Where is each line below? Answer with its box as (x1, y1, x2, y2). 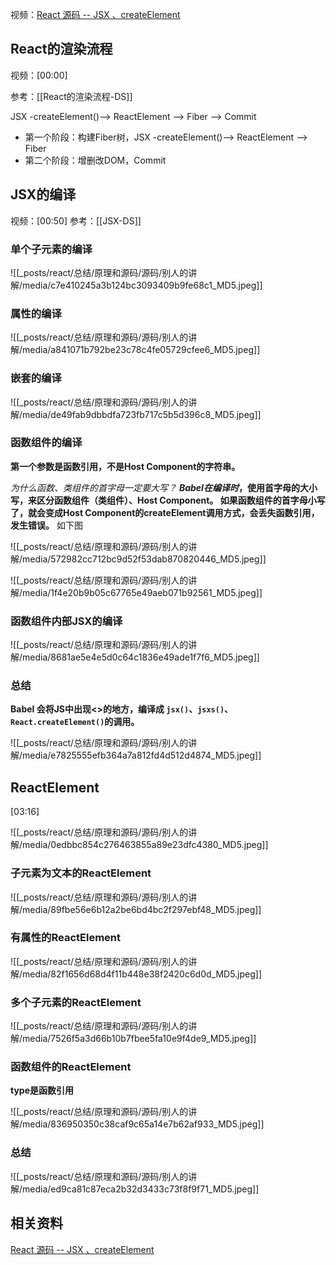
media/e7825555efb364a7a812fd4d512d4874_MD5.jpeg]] (22, 749, 262, 762)
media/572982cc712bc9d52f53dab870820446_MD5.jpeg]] (22, 553, 267, 565)
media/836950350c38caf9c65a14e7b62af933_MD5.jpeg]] (22, 1118, 265, 1130)
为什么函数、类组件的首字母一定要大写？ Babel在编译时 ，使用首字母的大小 (10, 481, 318, 493)
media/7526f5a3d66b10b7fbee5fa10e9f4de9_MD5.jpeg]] (22, 1033, 257, 1045)
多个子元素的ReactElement (10, 995, 142, 1009)
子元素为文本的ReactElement (10, 866, 152, 880)
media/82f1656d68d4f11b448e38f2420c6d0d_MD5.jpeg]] (22, 968, 263, 980)
